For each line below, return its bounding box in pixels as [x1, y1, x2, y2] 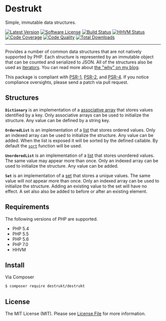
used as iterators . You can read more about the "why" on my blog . [5, 64, 140, 70]
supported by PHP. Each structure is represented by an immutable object [5, 54, 154, 60]
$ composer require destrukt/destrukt [5, 284, 85, 289]
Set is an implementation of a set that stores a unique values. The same [5, 172, 151, 179]
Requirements [5, 203, 49, 211]
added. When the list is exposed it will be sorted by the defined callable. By [5, 137, 158, 143]
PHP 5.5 [12, 231, 29, 237]
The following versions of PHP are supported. [5, 216, 98, 222]
